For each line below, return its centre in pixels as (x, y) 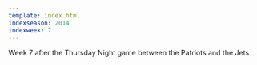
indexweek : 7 (30, 30)
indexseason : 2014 (39, 23)
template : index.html (44, 15)
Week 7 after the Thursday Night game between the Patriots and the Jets (129, 53)
